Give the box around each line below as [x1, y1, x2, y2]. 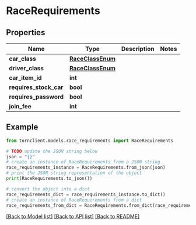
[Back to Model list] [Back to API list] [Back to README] [6, 213, 140, 220]
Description [121, 45, 155, 53]
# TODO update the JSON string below [6, 148, 98, 154]
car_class [9, 54, 36, 63]
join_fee [9, 103, 32, 110]
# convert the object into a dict [6, 186, 90, 192]
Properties [6, 28, 45, 37]
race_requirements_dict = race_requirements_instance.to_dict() [6, 192, 166, 197]
